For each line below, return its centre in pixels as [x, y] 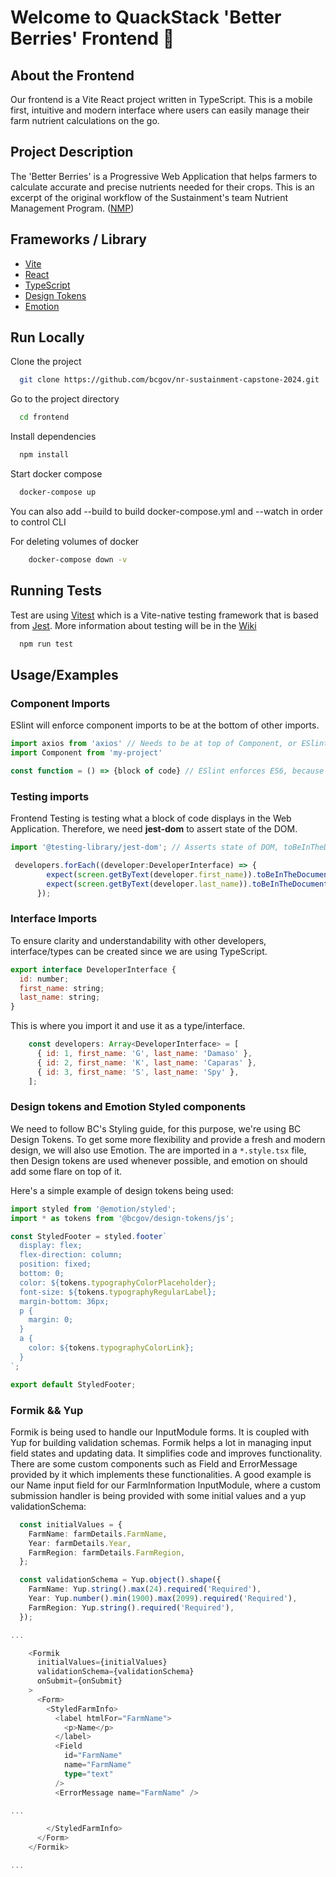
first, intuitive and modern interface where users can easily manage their [160, 110]
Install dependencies [53, 437]
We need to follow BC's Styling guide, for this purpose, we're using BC [156, 1128]
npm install [44, 455]
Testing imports [50, 796]
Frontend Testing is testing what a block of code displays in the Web [151, 818]
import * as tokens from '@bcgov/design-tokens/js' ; [122, 1218]
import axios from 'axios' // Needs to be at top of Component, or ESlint [169, 744]
